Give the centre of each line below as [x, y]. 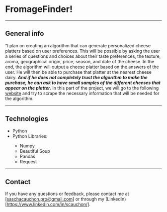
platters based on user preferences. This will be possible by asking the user [83, 51]
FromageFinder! [39, 9]
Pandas [28, 156]
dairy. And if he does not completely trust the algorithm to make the [76, 77]
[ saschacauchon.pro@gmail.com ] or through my [55, 199]
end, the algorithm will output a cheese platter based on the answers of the [82, 67]
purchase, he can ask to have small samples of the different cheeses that [83, 83]
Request [28, 161]
